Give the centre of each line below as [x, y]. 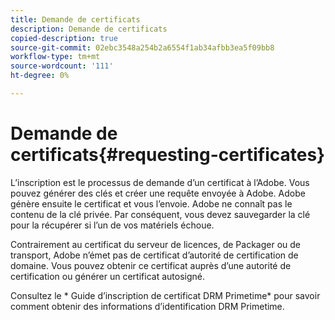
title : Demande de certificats [75, 19]
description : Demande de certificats [89, 29]
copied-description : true [64, 38]
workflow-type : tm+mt [55, 57]
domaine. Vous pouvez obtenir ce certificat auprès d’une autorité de [151, 265]
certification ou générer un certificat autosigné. [107, 276]
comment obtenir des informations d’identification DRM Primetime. [147, 306]
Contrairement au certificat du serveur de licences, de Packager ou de [155, 244]
